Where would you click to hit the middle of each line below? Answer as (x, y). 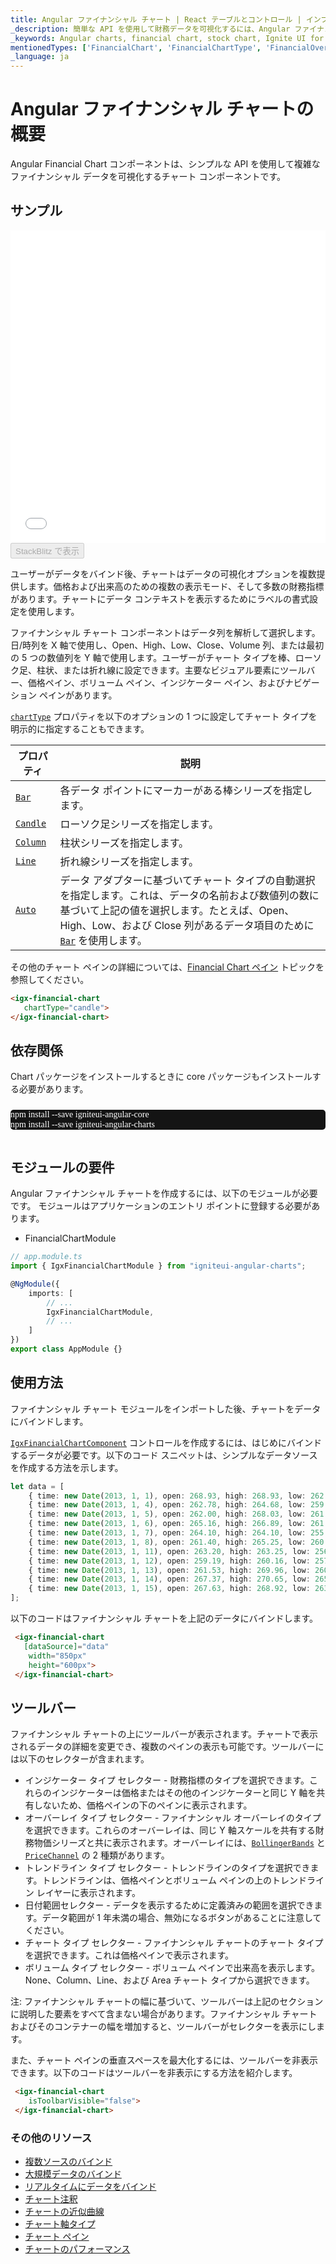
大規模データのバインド (73, 2174)
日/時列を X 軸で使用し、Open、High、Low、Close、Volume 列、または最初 (167, 645)
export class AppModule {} (66, 1349)
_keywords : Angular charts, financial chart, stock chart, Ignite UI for (167, 38)
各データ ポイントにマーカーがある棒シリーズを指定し (186, 790)
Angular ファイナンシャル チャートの (162, 109)
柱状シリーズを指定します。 (124, 843)
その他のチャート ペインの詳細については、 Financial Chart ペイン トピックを (167, 967)
